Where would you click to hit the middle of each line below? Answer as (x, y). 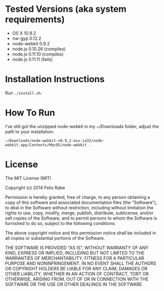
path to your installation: (30, 131)
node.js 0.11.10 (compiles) (38, 54)
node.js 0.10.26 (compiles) (39, 49)
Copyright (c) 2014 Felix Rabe (35, 188)
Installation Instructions (55, 79)
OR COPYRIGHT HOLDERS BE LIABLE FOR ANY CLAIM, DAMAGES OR (76, 268)
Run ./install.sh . (24, 93)
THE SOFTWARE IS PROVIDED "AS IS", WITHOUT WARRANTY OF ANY (77, 248)
